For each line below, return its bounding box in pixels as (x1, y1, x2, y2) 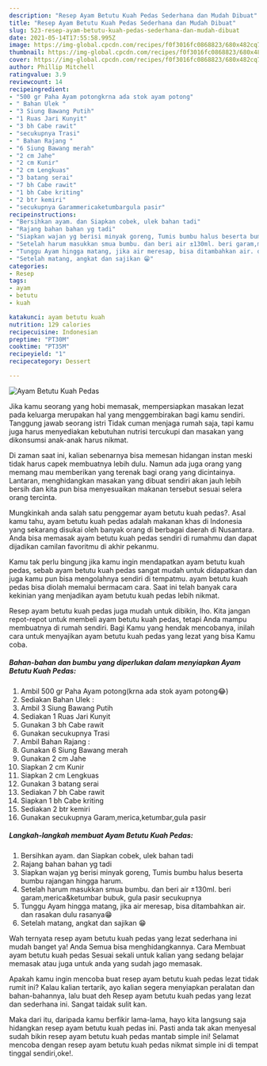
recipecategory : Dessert (9, 357, 91, 365)
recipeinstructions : (9, 211, 78, 219)
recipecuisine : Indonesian (9, 328, 98, 336)
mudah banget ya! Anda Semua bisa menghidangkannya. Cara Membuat (9, 942, 246, 951)
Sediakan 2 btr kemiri (20, 804, 90, 813)
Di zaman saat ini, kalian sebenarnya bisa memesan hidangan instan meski (9, 450, 253, 460)
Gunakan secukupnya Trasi (20, 728, 110, 738)
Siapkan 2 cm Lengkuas (20, 770, 100, 780)
